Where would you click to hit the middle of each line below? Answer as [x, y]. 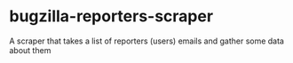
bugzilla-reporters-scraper [111, 16]
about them [30, 50]
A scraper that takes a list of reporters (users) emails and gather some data [146, 41]
